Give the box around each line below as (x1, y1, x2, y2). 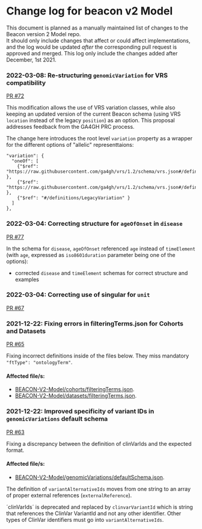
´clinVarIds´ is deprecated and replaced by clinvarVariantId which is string (6, 503, 194, 510)
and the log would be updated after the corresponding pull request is (6, 43, 177, 51)
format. (6, 447, 25, 454)
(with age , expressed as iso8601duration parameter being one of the (6, 251, 176, 258)
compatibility (6, 78, 46, 87)
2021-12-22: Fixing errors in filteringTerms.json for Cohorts (6, 319, 184, 327)
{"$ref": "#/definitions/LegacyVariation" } (17, 195, 130, 201)
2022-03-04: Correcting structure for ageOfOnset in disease (6, 220, 183, 228)
